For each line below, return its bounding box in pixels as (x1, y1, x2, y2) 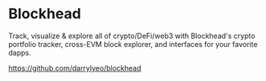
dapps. (8, 48, 32, 57)
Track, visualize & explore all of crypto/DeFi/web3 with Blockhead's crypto (8, 31, 256, 40)
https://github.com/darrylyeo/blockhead (8, 63, 141, 72)
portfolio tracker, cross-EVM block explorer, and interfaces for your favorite (8, 39, 258, 48)
